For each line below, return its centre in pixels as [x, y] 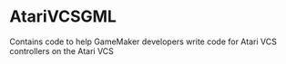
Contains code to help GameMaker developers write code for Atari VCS [143, 41]
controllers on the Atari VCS [61, 50]
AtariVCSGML [63, 17]
